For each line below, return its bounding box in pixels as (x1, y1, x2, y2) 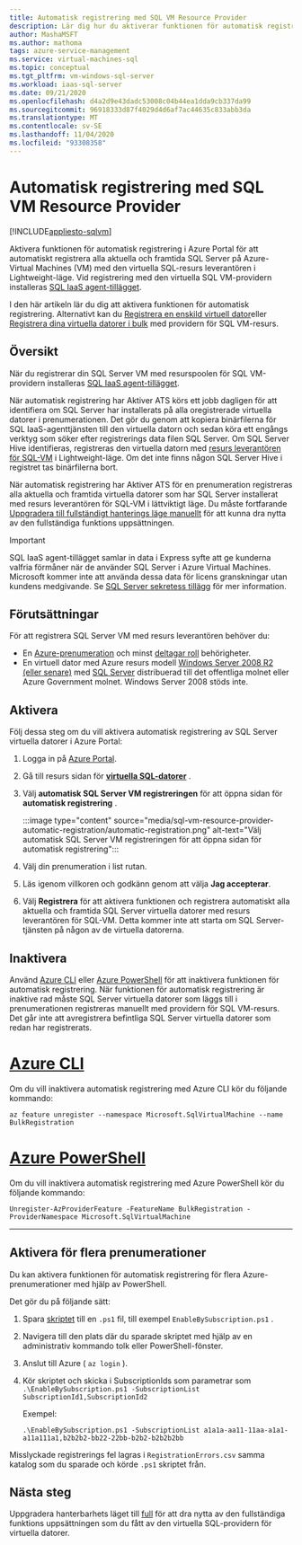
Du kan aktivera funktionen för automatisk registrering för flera (9, 1268, 241, 1280)
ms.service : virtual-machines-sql (9, 55, 139, 64)
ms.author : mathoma (9, 38, 83, 48)
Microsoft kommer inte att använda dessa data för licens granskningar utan (9, 571, 288, 582)
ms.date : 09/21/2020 (9, 88, 87, 97)
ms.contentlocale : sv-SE (9, 122, 102, 131)
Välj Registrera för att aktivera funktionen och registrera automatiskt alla (22, 896, 290, 907)
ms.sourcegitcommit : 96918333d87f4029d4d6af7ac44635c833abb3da (9, 105, 252, 114)
